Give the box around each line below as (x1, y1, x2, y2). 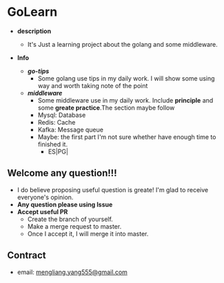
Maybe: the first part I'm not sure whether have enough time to (37, 132, 216, 141)
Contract (7, 249, 46, 262)
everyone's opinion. (17, 193, 74, 201)
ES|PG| (48, 147, 69, 156)
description (17, 27, 52, 35)
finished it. (37, 140, 68, 148)
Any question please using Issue (17, 200, 113, 209)
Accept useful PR (17, 207, 68, 216)
